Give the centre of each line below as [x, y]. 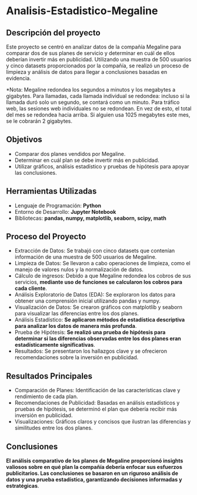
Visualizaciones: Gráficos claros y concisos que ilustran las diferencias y [103, 422]
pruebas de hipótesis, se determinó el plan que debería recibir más [96, 409]
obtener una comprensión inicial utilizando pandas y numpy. [87, 301]
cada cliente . [31, 288]
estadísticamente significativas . [55, 345]
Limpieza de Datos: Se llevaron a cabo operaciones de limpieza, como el [102, 263]
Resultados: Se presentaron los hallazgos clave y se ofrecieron [91, 351]
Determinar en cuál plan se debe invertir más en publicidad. [87, 160]
